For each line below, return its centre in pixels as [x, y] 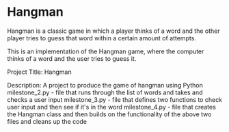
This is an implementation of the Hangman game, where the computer [106, 51]
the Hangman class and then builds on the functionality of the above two [109, 114]
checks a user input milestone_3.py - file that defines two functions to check [115, 99]
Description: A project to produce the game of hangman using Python [105, 85]
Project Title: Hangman [39, 72]
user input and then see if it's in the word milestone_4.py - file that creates [112, 107]
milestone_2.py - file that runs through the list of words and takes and [105, 92]
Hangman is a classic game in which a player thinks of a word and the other [113, 31]
